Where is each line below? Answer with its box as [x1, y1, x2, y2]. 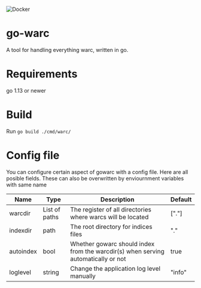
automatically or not [70, 255, 126, 263]
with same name [6, 181, 47, 188]
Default [170, 195, 192, 203]
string [42, 268, 59, 276]
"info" [170, 268, 187, 276]
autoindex [9, 247, 37, 255]
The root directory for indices [70, 222, 153, 231]
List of [42, 205, 61, 213]
